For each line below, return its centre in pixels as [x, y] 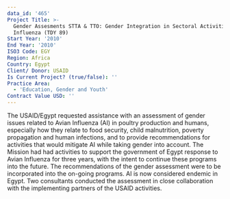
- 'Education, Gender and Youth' [61, 90]
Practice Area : [29, 83]
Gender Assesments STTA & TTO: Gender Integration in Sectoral [105, 26]
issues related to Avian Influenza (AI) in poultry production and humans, [108, 123]
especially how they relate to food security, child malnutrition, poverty [105, 130]
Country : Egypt [29, 64]
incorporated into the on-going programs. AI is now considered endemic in [112, 174]
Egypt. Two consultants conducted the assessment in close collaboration [110, 181]
